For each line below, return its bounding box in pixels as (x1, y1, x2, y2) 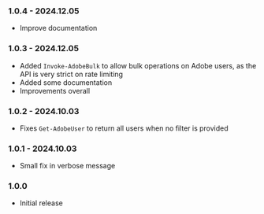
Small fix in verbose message (19, 161, 116, 171)
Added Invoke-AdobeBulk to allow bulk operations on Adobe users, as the (19, 61, 257, 70)
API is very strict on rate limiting (19, 69, 124, 79)
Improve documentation (19, 24, 98, 33)
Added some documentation (19, 77, 113, 87)
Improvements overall (19, 86, 91, 95)
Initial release (19, 198, 63, 208)
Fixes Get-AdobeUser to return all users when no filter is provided (19, 124, 229, 133)
